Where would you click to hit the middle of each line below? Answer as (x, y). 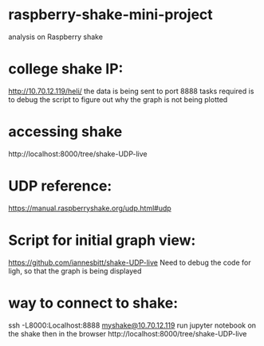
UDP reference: (60, 186)
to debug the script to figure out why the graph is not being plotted (118, 99)
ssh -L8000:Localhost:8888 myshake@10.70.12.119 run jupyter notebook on (132, 325)
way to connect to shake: (93, 303)
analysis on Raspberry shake (56, 37)
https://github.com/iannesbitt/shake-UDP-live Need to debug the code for (130, 262)
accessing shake (65, 132)
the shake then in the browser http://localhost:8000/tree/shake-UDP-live (128, 333)
